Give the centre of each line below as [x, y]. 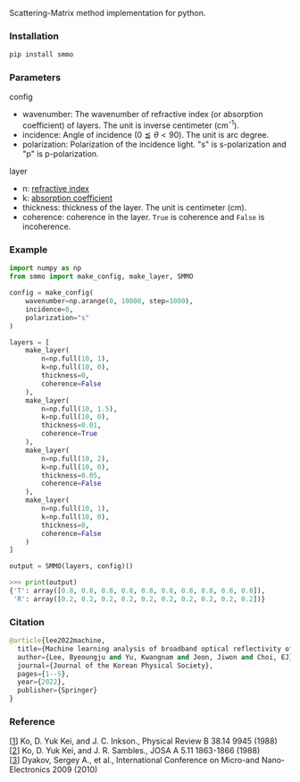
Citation [27, 622]
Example [29, 250]
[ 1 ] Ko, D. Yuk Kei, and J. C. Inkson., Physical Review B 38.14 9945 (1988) [144, 741]
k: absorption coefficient [67, 198]
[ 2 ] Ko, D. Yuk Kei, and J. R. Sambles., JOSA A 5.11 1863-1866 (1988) [135, 751]
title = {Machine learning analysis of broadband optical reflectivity [149, 649]
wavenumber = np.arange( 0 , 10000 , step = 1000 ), [109, 302]
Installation [34, 36]
